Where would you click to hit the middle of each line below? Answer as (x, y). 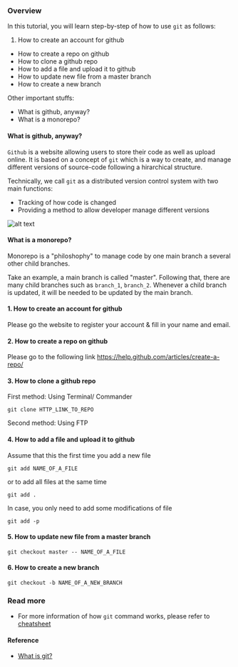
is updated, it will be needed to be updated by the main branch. (100, 292)
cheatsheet (34, 624)
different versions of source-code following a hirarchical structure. (105, 167)
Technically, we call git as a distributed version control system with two (113, 181)
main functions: (30, 189)
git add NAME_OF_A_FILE (43, 468)
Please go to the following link (52, 357)
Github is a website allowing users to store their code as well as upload (112, 151)
